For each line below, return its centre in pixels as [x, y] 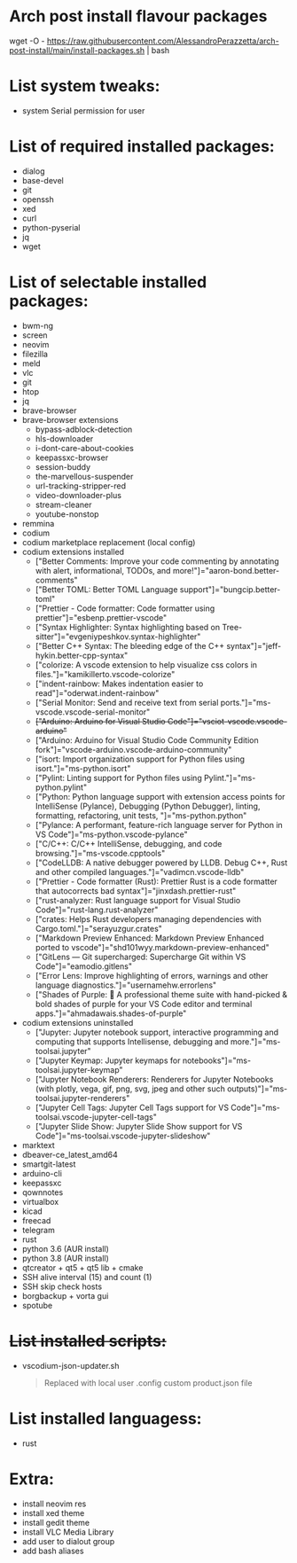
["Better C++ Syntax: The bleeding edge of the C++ [129, 645]
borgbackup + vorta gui [65, 1295]
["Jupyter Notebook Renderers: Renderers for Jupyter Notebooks [154, 1079]
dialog [33, 171]
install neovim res [54, 1504]
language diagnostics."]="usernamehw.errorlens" [126, 985]
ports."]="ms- [246, 702]
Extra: [32, 1479]
